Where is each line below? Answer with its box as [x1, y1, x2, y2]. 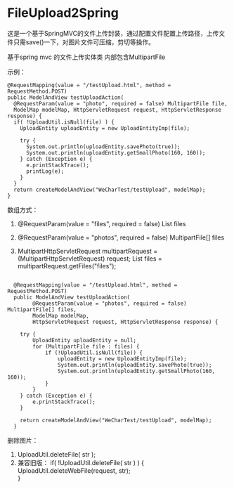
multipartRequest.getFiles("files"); [17, 261, 117, 270]
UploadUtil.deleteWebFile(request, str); [17, 466, 131, 475]
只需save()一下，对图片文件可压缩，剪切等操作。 [13, 37, 155, 46]
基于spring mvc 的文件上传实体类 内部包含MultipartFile [7, 53, 166, 61]
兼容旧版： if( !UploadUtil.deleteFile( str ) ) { [17, 458, 144, 467]
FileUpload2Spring [7, 5, 119, 21]
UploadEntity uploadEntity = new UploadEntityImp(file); [20, 124, 190, 131]
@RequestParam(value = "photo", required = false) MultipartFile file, [13, 100, 228, 107]
